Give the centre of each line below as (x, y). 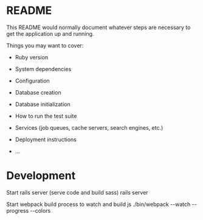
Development (41, 176)
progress (18, 210)
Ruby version (32, 57)
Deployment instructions (46, 139)
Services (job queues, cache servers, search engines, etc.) (89, 127)
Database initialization (43, 104)
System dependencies (43, 69)
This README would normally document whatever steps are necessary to (98, 27)
